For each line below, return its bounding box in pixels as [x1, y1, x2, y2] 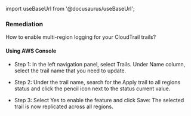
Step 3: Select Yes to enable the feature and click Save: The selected [14, 96, 184, 103]
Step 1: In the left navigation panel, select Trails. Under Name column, [14, 60, 186, 68]
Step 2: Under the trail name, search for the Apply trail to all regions [14, 78, 181, 86]
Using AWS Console [5, 47, 57, 54]
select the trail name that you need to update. [14, 67, 127, 74]
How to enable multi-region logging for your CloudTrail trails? [5, 33, 156, 41]
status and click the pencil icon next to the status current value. [14, 85, 171, 92]
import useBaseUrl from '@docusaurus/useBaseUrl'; [5, 5, 135, 12]
